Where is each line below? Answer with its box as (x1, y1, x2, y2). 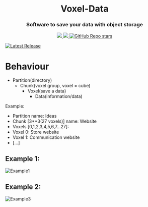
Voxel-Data (60, 3, 109, 15)
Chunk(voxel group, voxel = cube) (20, 83, 91, 89)
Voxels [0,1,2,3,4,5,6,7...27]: (12, 124, 69, 130)
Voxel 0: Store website (12, 129, 59, 135)
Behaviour (5, 61, 49, 72)
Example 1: (5, 154, 40, 163)
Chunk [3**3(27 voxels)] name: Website (12, 118, 97, 124)
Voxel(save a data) (27, 88, 66, 94)
